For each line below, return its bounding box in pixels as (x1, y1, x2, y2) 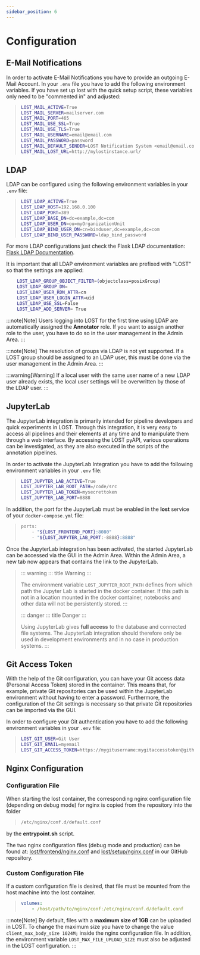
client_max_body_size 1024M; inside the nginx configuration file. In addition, (6, 929, 192, 937)
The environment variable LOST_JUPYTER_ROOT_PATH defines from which (20, 581, 193, 588)
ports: (20, 523, 37, 529)
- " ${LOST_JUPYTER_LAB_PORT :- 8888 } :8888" (32, 534, 136, 541)
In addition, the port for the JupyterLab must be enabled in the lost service (6, 505, 189, 513)
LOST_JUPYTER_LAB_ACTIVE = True (20, 478, 96, 484)
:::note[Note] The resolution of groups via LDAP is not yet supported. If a (6, 347, 185, 354)
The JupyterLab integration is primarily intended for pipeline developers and (6, 417, 193, 425)
